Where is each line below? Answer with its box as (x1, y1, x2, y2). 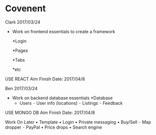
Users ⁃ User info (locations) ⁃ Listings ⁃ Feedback (19, 100, 123, 106)
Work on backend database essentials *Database (12, 95, 113, 101)
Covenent (5, 3, 46, 14)
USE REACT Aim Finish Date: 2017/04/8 (5, 76, 85, 82)
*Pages (12, 47, 28, 53)
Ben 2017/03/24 (5, 85, 38, 91)
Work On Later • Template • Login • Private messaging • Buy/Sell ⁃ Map (5, 119, 151, 125)
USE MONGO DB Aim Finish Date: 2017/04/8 (5, 110, 95, 115)
